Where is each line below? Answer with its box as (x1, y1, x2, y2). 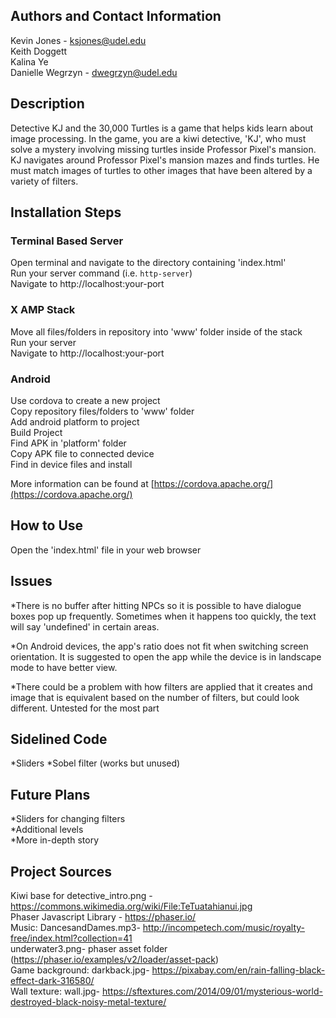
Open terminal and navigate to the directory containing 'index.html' (10, 257, 287, 269)
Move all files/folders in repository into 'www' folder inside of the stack (10, 325, 303, 338)
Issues (10, 573, 53, 590)
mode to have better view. (10, 661, 118, 673)
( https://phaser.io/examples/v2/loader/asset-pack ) (10, 953, 220, 965)
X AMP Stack (10, 303, 76, 317)
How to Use (10, 517, 84, 534)
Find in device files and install (10, 458, 133, 470)
